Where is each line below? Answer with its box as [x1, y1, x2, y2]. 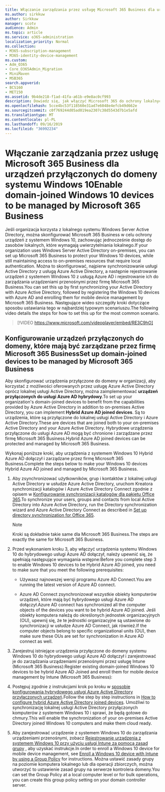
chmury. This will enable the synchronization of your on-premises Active [12, 715, 158, 721]
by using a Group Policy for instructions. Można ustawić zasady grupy [12, 756, 154, 762]
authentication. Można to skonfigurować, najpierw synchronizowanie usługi [5, 263, 158, 269]
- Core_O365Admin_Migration [5, 67, 63, 72]
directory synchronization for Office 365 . [12, 512, 95, 518]
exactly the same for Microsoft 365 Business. [12, 536, 104, 542]
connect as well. [19, 638, 53, 644]
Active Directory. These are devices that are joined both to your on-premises [5, 420, 159, 426]
